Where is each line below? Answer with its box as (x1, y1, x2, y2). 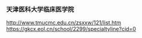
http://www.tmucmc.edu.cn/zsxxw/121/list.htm (6, 19, 122, 26)
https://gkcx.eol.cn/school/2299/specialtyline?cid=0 (6, 26, 137, 33)
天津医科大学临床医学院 (6, 5, 74, 13)
